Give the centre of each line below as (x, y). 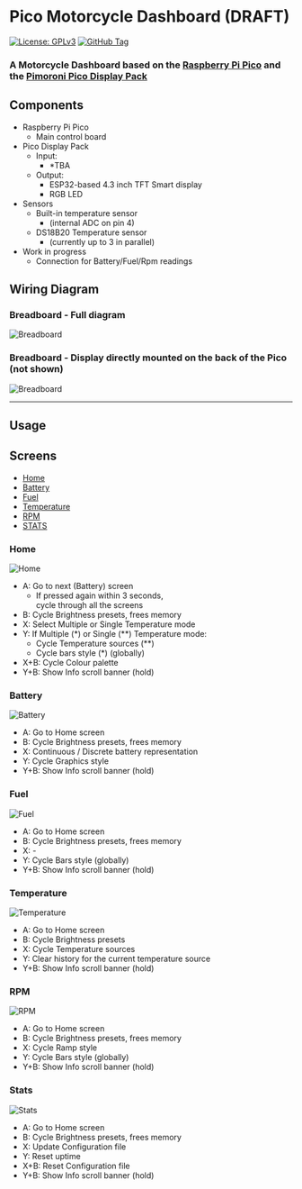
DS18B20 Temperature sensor (91, 232)
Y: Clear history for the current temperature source (116, 959)
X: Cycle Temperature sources (79, 949)
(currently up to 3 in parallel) (102, 241)
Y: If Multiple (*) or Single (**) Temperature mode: (115, 634)
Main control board (71, 136)
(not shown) (36, 369)
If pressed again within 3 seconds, (99, 595)
